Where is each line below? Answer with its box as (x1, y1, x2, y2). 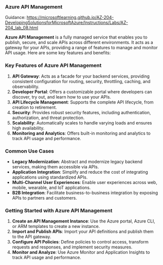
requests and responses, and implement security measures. (12, 244, 133, 250)
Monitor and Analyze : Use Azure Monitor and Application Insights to (12, 249, 150, 255)
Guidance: (5, 15, 26, 20)
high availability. (12, 125, 45, 131)
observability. (12, 83, 40, 89)
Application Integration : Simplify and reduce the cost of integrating (12, 169, 148, 175)
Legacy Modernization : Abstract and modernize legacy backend (12, 159, 143, 164)
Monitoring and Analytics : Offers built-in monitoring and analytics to (12, 130, 151, 136)
